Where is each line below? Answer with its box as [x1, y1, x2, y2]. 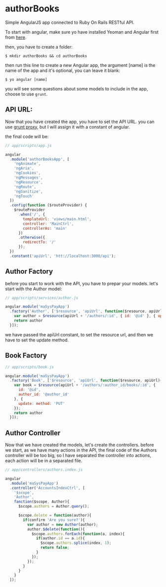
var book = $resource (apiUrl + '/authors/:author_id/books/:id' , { [14, 383, 156, 388]
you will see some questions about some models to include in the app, [5, 85, 148, 92]
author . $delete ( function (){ [27, 526, 85, 531]
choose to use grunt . [5, 91, 48, 97]
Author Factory [5, 267, 53, 276]
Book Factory [5, 351, 47, 360]
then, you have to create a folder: [5, 44, 73, 50]
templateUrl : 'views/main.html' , [23, 216, 92, 221]
